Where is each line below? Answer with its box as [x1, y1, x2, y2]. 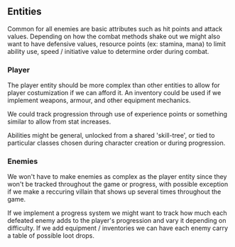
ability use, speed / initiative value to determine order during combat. [7, 47, 209, 55]
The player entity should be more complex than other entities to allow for [7, 81, 220, 89]
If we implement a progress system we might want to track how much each [7, 209, 227, 217]
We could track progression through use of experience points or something [7, 110, 228, 119]
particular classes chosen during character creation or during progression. [7, 138, 226, 148]
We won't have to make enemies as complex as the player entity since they [7, 172, 227, 181]
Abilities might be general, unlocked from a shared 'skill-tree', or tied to [7, 131, 215, 140]
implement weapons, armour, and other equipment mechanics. [7, 96, 191, 105]
